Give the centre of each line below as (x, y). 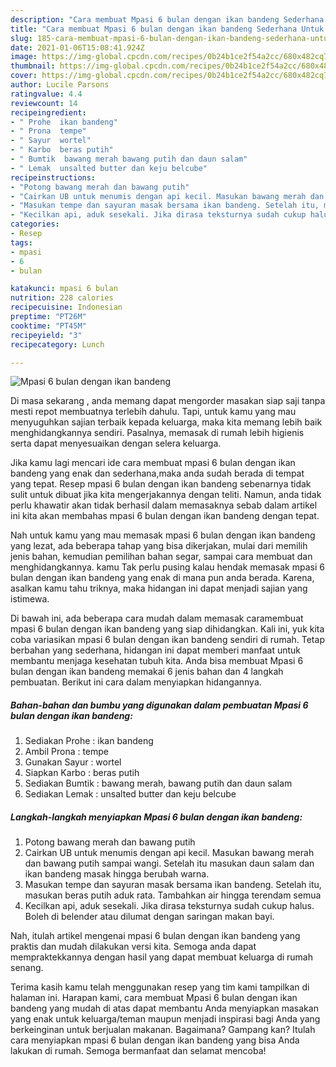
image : (24, 57)
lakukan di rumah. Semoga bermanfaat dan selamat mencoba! (138, 1051)
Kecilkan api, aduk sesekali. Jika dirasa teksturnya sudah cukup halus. (169, 906)
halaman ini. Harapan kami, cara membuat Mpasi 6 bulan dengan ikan (154, 998)
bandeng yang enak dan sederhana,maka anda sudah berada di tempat (157, 473)
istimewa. (30, 599)
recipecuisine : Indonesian (66, 307)
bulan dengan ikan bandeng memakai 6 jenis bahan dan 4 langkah (147, 672)
